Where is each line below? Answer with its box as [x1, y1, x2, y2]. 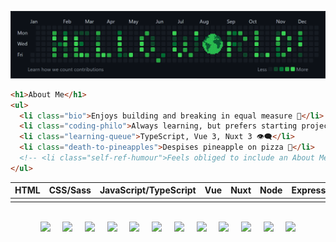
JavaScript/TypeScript [99, 184, 197, 196]
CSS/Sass [48, 184, 92, 196]
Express [291, 184, 327, 196]
